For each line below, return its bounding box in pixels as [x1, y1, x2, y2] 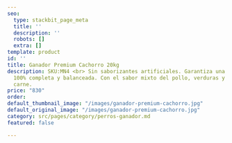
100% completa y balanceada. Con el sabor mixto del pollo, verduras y [13, 74, 226, 82]
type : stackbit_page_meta [13, 17, 89, 23]
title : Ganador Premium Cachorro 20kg [7, 61, 119, 68]
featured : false [7, 119, 54, 126]
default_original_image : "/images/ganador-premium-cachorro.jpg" [7, 106, 200, 113]
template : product [7, 49, 60, 56]
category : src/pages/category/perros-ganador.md [7, 113, 151, 120]
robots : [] [13, 36, 45, 43]
